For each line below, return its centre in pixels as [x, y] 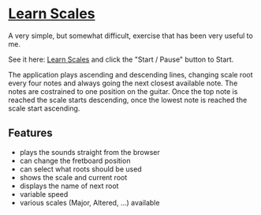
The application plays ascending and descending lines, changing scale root [131, 74]
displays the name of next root [69, 186]
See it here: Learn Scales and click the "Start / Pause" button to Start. [121, 59]
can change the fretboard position [75, 160]
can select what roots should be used [80, 169]
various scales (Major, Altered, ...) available [89, 202]
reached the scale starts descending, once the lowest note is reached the [128, 100]
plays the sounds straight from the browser [89, 152]
